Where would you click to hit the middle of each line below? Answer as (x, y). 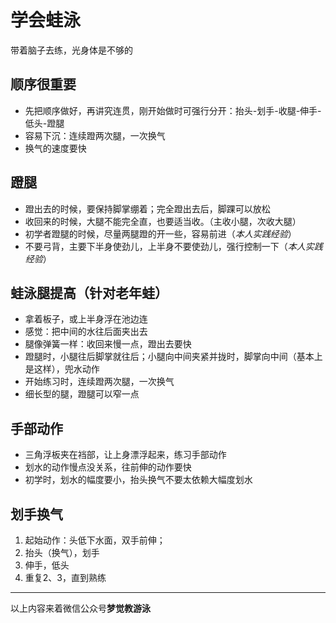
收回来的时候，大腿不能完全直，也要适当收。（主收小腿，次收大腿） (163, 221)
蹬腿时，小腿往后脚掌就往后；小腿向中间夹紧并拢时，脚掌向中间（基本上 (173, 357)
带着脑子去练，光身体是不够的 (71, 50)
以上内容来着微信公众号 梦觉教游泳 (80, 608)
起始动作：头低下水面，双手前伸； (95, 540)
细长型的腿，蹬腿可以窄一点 (82, 394)
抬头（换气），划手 (62, 552)
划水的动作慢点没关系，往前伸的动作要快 (108, 467)
